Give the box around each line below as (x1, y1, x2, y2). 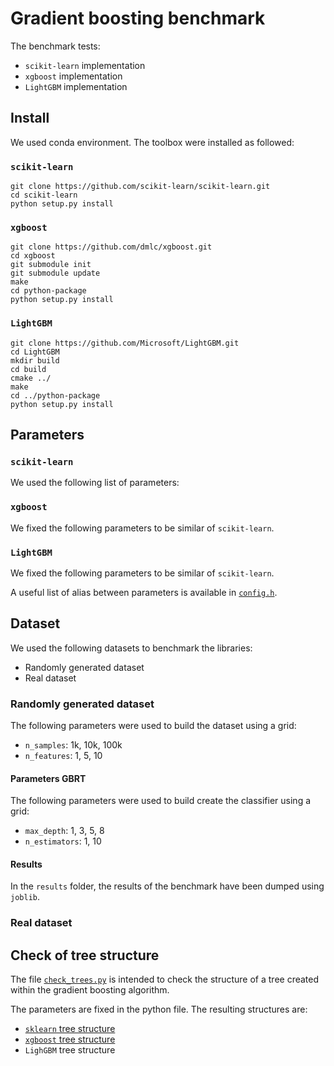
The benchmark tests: (10, 40, 101, 52)
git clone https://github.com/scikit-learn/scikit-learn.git (10, 182, 271, 192)
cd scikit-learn (10, 190, 78, 201)
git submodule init (10, 260, 92, 270)
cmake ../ (10, 373, 52, 383)
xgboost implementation (24, 70, 123, 82)
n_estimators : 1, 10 (24, 835, 102, 847)
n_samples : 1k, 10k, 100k (24, 739, 123, 751)
